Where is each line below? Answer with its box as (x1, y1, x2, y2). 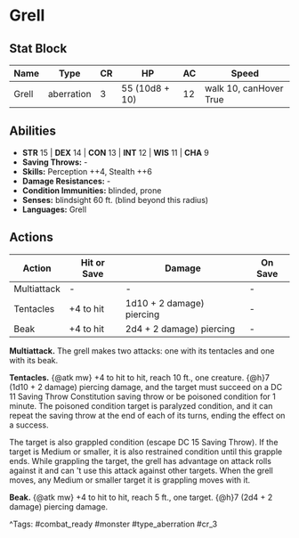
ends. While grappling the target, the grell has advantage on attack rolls (9, 455, 271, 466)
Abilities (9, 124, 56, 139)
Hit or (80, 256, 105, 268)
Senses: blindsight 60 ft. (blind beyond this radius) (21, 194, 209, 205)
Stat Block (9, 41, 68, 56)
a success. (9, 420, 49, 430)
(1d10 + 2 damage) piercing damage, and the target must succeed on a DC (9, 381, 283, 392)
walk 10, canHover (204, 82, 284, 94)
